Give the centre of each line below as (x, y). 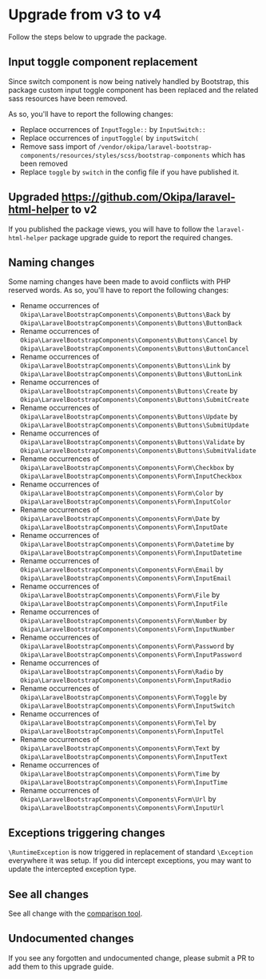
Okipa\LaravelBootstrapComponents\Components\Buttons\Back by (125, 315)
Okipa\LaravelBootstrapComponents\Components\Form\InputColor (125, 502)
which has (228, 154)
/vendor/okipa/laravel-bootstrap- (155, 147)
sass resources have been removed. (68, 98)
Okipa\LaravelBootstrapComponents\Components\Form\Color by (121, 493)
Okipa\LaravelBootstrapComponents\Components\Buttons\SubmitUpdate (134, 426)
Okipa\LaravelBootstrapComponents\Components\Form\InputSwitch (127, 706)
